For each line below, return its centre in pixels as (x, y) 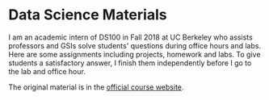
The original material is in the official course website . (96, 87)
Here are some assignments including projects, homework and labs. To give (134, 54)
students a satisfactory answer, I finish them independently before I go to (130, 63)
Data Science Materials (88, 15)
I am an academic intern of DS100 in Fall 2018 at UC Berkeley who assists (130, 37)
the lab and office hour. (47, 71)
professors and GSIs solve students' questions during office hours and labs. (134, 45)
